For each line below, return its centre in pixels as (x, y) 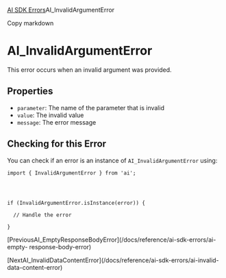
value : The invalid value (50, 115)
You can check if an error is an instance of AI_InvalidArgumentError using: (112, 160)
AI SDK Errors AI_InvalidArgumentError (61, 10)
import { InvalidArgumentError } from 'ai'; (72, 173)
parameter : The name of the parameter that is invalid (90, 108)
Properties (30, 91)
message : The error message (56, 122)
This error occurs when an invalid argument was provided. (90, 69)
